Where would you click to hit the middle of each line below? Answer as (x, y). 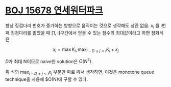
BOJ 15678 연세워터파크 (54, 10)
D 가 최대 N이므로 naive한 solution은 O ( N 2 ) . (49, 61)
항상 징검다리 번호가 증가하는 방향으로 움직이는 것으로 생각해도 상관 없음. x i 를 (82, 26)
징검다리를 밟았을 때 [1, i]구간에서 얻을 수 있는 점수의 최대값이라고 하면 (80, 33)
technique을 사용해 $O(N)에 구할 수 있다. (47, 79)
